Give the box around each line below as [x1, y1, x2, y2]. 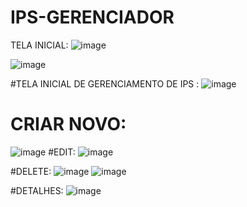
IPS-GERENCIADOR [10, 6, 175, 29]
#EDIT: [48, 146, 76, 158]
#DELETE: [10, 165, 52, 177]
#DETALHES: [10, 184, 64, 196]
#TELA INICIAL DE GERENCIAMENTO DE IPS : [10, 77, 200, 90]
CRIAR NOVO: [10, 113, 127, 136]
